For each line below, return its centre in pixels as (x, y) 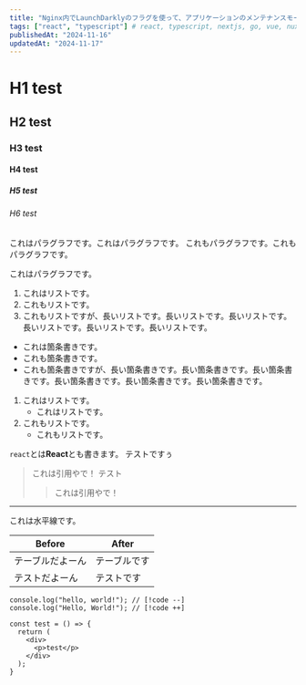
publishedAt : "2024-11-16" (61, 35)
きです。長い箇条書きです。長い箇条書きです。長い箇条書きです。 (145, 380)
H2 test (31, 122)
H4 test (24, 170)
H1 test (36, 88)
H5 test (24, 190)
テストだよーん (46, 577)
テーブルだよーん (51, 560)
